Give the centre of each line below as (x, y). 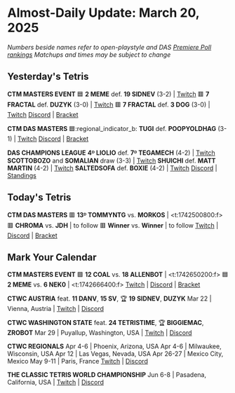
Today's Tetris (39, 198)
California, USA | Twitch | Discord (55, 382)
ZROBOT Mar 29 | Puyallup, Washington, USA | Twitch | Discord (100, 333)
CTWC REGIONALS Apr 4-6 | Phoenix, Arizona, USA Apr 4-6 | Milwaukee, (115, 346)
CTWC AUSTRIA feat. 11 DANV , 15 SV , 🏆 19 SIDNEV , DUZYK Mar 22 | (109, 298)
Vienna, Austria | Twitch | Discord (55, 309)
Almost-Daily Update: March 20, (103, 13)
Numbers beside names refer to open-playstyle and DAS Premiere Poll (109, 47)
